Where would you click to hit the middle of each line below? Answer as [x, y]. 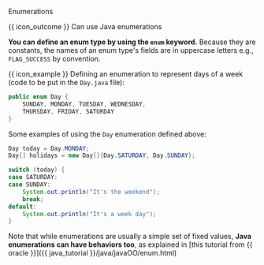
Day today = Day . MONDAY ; [49, 148]
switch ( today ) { [37, 170]
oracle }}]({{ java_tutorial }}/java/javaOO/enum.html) [93, 253]
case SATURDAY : [33, 177]
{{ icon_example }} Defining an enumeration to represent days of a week [126, 74]
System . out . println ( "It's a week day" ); [89, 214]
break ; [33, 199]
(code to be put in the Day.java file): [66, 82]
